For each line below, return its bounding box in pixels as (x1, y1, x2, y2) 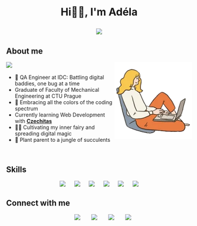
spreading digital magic (14, 130, 72, 137)
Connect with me (6, 198, 71, 208)
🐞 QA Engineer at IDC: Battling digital (14, 74, 104, 81)
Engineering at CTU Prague (14, 92, 81, 99)
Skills (6, 165, 27, 175)
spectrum (14, 105, 38, 112)
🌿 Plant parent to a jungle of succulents (14, 137, 111, 143)
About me (6, 46, 43, 56)
